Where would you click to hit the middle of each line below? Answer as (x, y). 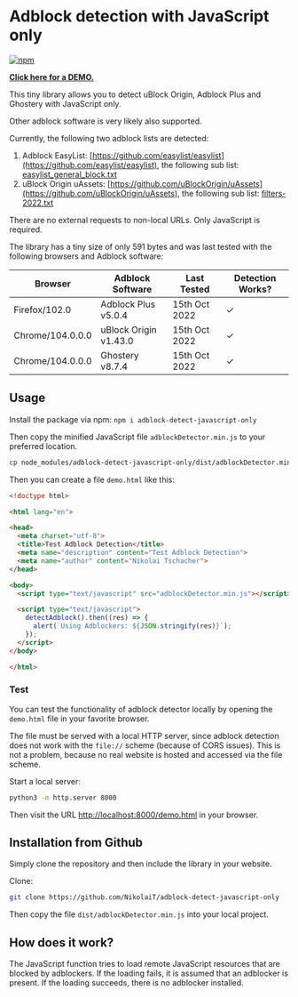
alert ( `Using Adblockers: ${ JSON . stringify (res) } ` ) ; (132, 626)
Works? (255, 289)
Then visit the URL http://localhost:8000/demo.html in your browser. (134, 815)
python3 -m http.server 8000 (63, 798)
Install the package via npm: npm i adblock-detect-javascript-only (133, 419)
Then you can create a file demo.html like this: (92, 479)
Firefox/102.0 (43, 310)
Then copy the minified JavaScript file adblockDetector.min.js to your (137, 437)
